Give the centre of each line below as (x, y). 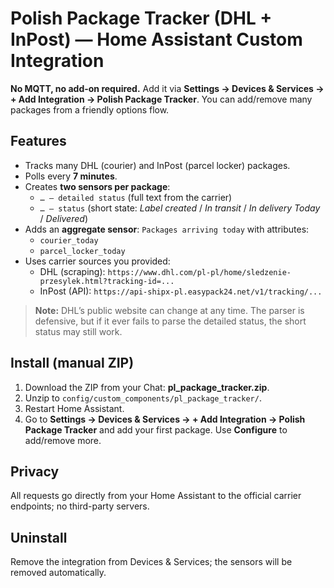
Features (38, 141)
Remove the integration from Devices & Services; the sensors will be (151, 562)
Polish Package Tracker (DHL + (141, 18)
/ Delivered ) (63, 218)
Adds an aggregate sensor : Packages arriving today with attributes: (167, 229)
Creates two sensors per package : (97, 186)
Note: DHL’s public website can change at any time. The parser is (169, 310)
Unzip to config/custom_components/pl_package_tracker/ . (143, 398)
